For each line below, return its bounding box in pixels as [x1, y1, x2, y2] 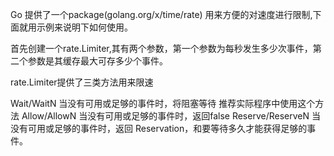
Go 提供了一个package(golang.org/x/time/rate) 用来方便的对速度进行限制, [10, 9, 313, 20]
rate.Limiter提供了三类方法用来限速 [10, 76, 154, 88]
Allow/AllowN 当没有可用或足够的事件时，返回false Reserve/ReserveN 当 [21, 110, 321, 122]
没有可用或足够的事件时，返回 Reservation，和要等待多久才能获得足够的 [10, 123, 308, 134]
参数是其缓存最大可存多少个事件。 [27, 55, 168, 67]
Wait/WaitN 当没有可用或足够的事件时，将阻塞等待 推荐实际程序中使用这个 [10, 98, 316, 109]
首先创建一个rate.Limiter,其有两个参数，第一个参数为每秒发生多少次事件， [10, 43, 313, 54]
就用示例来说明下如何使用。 [18, 21, 133, 33]
